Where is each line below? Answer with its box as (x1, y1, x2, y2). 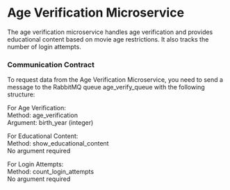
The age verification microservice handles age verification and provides (7, 28, 213, 36)
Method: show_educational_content (7, 139, 109, 148)
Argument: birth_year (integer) (7, 119, 94, 127)
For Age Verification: (7, 104, 66, 112)
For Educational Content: (7, 132, 79, 140)
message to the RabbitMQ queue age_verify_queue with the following (7, 83, 205, 92)
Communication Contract (7, 60, 95, 69)
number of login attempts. (7, 42, 81, 51)
